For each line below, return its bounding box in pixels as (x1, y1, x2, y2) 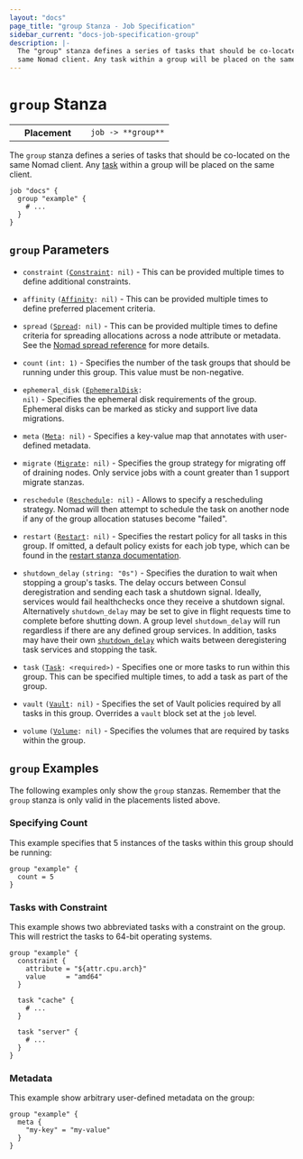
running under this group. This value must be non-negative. (22, 366, 244, 377)
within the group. (22, 734, 86, 745)
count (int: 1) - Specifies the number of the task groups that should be (22, 357, 291, 368)
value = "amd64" (25, 972, 103, 981)
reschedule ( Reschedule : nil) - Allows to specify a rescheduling (22, 493, 263, 505)
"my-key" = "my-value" (25, 1126, 111, 1135)
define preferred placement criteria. (22, 303, 156, 314)
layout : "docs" (9, 13, 67, 23)
